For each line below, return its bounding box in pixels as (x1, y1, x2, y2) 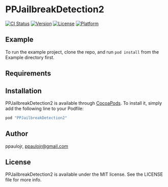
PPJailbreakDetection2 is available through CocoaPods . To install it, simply (5, 100, 162, 106)
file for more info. (5, 177, 42, 183)
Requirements (5, 69, 51, 78)
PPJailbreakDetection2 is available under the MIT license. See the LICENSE (5, 171, 163, 177)
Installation (5, 86, 42, 95)
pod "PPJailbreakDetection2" (5, 115, 67, 121)
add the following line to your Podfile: (5, 105, 84, 111)
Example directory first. (5, 54, 55, 60)
